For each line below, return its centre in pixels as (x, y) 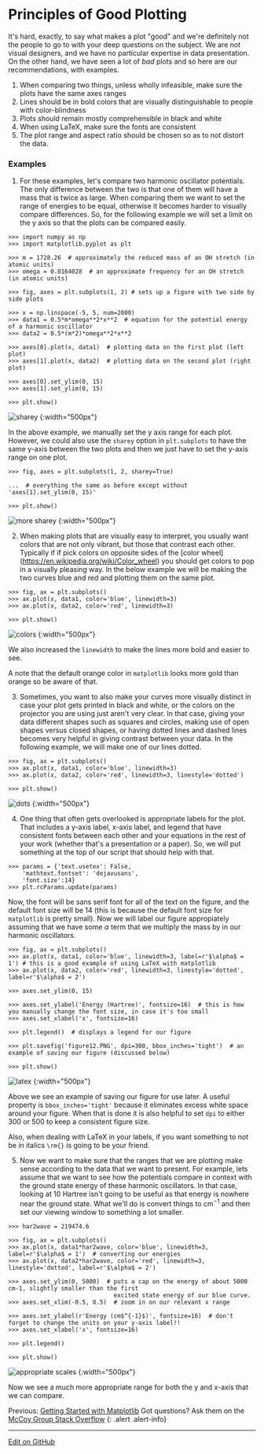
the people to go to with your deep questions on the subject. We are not (125, 44)
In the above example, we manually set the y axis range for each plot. (121, 432)
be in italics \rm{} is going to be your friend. (79, 1146)
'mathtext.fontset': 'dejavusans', (81, 874)
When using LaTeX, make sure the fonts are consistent (108, 127)
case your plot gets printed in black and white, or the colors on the (127, 705)
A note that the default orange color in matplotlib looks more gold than (123, 673)
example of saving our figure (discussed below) (89, 1053)
